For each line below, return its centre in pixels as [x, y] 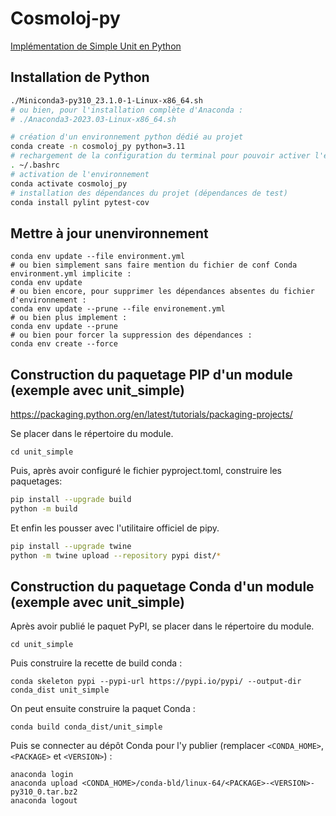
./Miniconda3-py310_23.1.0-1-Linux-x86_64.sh [106, 100]
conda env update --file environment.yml [98, 257]
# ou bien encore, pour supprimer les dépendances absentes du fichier [162, 292]
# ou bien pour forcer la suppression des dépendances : [131, 335]
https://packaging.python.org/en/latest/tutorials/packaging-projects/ [151, 414]
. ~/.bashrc [35, 165]
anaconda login [42, 775]
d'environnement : [48, 300]
